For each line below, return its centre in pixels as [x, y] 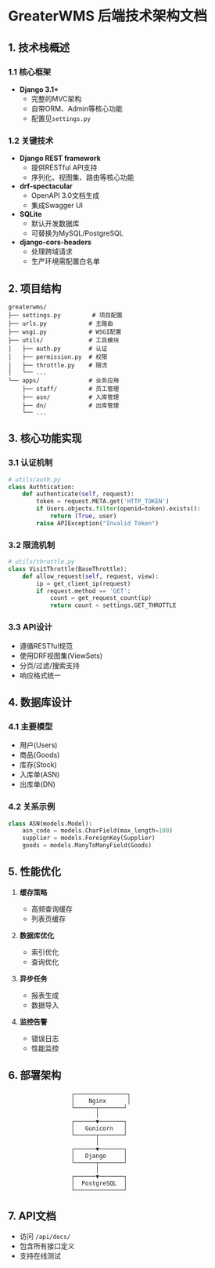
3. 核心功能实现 [45, 439]
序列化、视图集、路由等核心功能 [82, 177]
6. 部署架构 [35, 1075]
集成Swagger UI [57, 206]
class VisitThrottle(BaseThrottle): [68, 569]
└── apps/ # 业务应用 [64, 380]
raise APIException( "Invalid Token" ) [97, 523]
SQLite [30, 214]
